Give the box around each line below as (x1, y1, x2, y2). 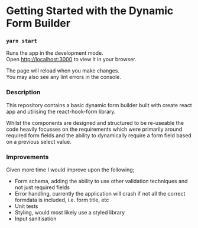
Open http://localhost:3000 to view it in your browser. (6, 56, 137, 63)
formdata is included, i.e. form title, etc (14, 196, 109, 204)
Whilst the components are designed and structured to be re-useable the (6, 119, 184, 126)
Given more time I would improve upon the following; (6, 166, 135, 173)
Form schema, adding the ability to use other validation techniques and (14, 178, 188, 185)
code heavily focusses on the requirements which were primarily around (6, 125, 183, 133)
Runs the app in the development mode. (6, 49, 103, 57)
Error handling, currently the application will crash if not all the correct (14, 190, 186, 197)
